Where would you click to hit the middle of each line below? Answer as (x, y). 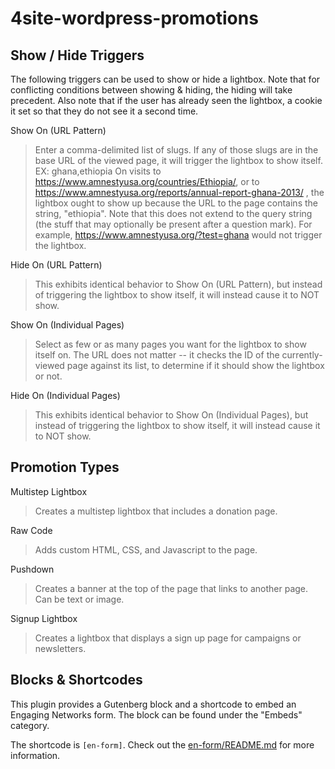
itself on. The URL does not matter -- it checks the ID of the (157, 355)
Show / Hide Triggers (77, 55)
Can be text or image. (79, 599)
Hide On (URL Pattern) (56, 265)
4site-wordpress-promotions (134, 18)
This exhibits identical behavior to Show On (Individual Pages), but (171, 415)
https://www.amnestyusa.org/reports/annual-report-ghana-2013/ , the (179, 192)
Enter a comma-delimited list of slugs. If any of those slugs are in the (176, 150)
